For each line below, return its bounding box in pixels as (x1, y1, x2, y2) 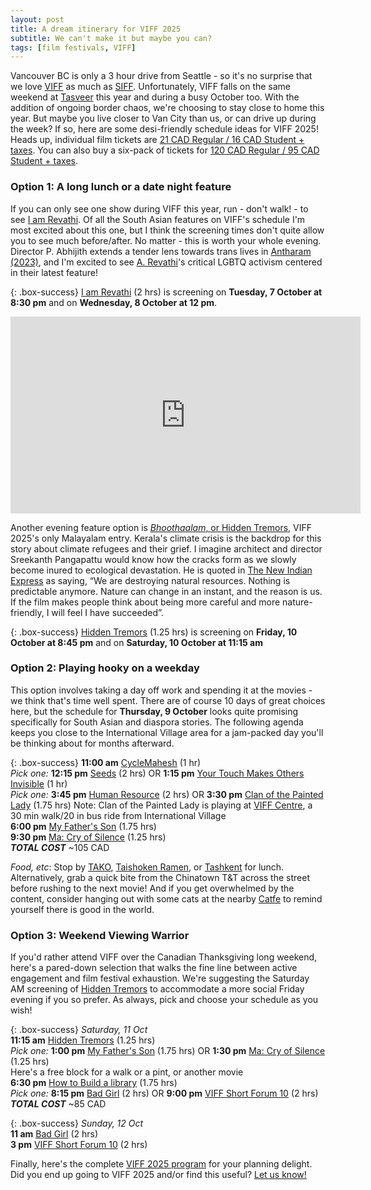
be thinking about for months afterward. (10, 737, 175, 749)
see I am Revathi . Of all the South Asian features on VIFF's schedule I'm (10, 213, 306, 225)
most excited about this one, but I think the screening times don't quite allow (10, 224, 325, 236)
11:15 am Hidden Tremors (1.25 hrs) (10, 1034, 156, 1046)
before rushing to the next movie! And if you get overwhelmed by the (10, 882, 295, 894)
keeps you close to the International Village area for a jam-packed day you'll (10, 726, 324, 738)
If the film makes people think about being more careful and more (10, 596, 281, 608)
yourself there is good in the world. (10, 903, 155, 915)
